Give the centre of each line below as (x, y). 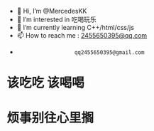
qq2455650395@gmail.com (109, 53)
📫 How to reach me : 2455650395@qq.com (82, 35)
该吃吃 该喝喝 (45, 83)
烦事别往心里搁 (50, 118)
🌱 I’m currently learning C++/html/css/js (75, 27)
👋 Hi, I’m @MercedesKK (52, 11)
